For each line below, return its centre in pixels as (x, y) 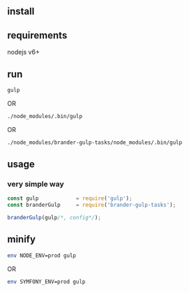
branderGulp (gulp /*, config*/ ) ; (54, 218)
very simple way (36, 184)
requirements (37, 35)
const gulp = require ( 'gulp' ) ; (70, 198)
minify (22, 239)
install (21, 12)
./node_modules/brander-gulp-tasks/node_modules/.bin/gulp (95, 143)
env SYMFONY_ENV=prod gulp (46, 282)
